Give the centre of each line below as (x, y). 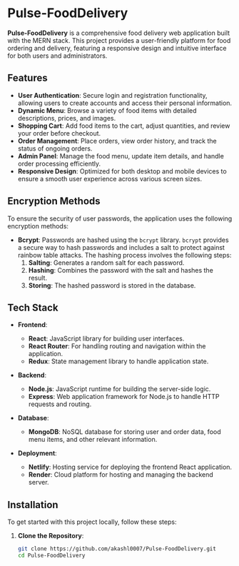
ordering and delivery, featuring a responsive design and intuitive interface (117, 48)
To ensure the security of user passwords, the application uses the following (120, 218)
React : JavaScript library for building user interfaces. (106, 339)
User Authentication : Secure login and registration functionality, (113, 95)
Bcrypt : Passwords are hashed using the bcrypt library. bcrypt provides (123, 240)
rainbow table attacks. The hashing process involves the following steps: (124, 255)
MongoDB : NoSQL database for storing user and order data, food (124, 432)
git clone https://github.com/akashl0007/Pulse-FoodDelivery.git (117, 549)
